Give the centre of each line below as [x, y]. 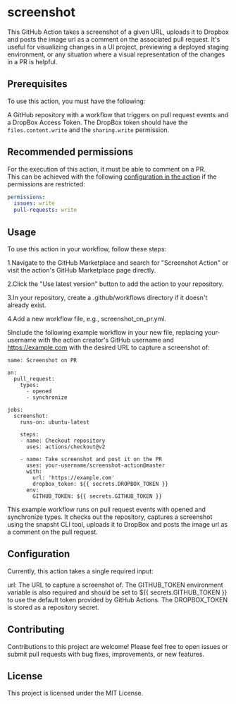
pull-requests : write [45, 210]
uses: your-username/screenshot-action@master [95, 465]
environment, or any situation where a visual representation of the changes [116, 54]
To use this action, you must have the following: [76, 101]
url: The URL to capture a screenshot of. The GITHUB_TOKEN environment [115, 585]
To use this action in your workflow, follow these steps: [87, 249]
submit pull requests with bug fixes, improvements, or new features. [106, 654]
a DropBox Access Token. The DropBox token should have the [98, 122]
